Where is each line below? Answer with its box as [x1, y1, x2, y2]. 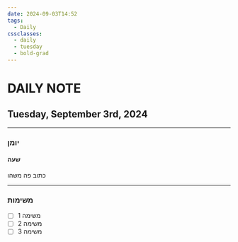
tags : [7, 17, 23, 24]
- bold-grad [13, 50, 50, 57]
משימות [7, 195, 34, 205]
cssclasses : [7, 30, 42, 38]
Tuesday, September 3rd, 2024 [7, 108, 148, 120]
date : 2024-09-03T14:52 [7, 10, 78, 18]
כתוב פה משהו [7, 171, 46, 179]
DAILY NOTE [7, 81, 81, 96]
